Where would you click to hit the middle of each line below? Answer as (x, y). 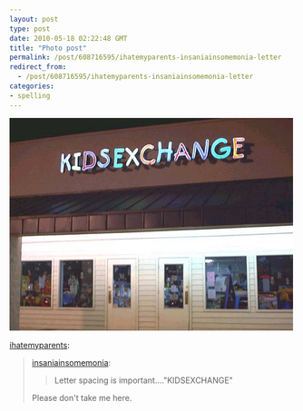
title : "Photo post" (49, 48)
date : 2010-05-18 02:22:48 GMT (68, 38)
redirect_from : (38, 67)
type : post (30, 29)
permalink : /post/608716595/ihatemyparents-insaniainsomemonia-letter (146, 58)
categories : (32, 86)
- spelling (30, 95)
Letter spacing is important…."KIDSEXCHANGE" (143, 380)
